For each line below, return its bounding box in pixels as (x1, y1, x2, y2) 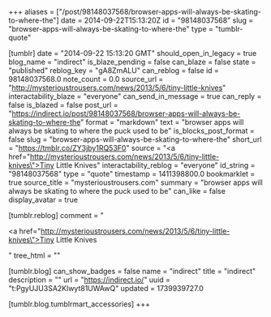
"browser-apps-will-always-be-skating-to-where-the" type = (8, 24, 213, 33)
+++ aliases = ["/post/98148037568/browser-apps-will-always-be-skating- (8, 7, 261, 16)
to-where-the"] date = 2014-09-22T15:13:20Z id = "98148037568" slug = (8, 15, 254, 25)
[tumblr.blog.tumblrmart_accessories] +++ (8, 299, 151, 309)
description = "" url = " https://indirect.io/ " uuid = (8, 275, 171, 285)
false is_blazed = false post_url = (8, 101, 118, 109)
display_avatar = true (8, 195, 79, 204)
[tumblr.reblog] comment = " (8, 211, 104, 220)
